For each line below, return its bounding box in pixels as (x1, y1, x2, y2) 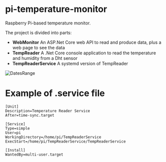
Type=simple (5, 126, 30, 131)
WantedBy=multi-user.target (5, 152, 64, 157)
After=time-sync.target (5, 113, 55, 118)
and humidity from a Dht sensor (12, 55, 78, 61)
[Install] (5, 148, 26, 153)
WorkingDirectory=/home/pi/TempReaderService (5, 135, 101, 140)
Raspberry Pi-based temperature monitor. (5, 20, 91, 26)
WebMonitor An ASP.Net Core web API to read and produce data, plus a (12, 39, 162, 45)
